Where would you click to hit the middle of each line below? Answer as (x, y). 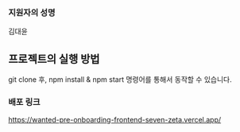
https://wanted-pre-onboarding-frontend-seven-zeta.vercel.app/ (115, 120)
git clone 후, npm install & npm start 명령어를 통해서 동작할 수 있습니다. (120, 80)
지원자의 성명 (32, 12)
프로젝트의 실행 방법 (54, 58)
